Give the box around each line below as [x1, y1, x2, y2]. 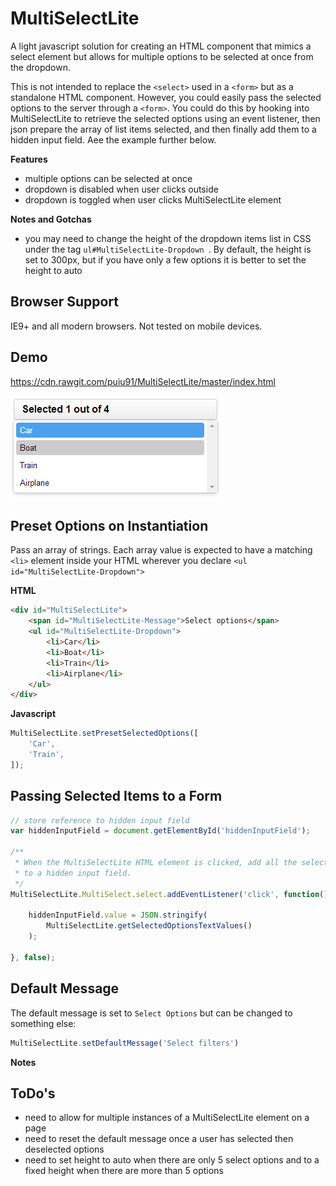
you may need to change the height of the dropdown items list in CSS [24, 232, 312, 244]
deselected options [24, 1143, 105, 1156]
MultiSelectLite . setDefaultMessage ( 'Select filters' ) [10, 1038, 240, 1048]
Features [10, 153, 48, 165]
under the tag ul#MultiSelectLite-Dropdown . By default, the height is [24, 243, 312, 255]
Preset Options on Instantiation [10, 517, 209, 534]
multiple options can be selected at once [24, 172, 193, 184]
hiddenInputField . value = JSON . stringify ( [28, 910, 208, 921]
